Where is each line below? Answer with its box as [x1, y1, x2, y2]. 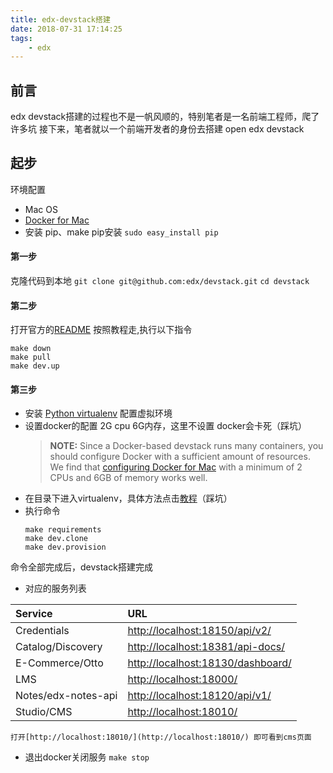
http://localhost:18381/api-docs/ [127, 640, 286, 654]
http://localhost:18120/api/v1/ [127, 689, 272, 703]
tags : [10, 33, 33, 43]
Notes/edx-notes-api [15, 689, 118, 703]
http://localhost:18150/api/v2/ [127, 624, 272, 638]
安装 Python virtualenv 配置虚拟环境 [24, 407, 173, 420]
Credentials [15, 624, 70, 638]
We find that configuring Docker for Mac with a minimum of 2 [49, 461, 303, 473]
